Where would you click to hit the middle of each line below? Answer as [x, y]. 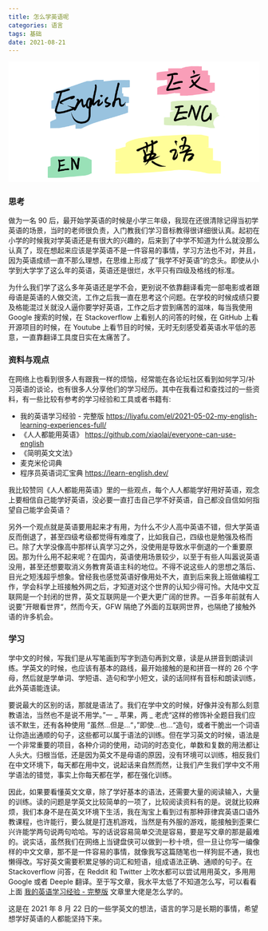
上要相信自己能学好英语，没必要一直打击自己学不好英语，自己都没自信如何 [130, 500]
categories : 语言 [36, 25]
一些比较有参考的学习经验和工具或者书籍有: [100, 398]
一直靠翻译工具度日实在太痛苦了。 [78, 337]
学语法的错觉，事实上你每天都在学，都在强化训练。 [92, 775]
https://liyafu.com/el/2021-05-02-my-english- [182, 416]
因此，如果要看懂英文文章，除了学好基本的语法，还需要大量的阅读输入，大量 [134, 791]
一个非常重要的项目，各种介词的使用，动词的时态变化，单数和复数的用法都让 [134, 745]
